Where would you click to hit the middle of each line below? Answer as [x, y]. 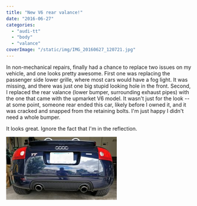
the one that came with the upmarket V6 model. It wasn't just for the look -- [98, 98]
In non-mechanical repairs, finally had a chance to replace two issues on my [99, 67]
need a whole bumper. [33, 117]
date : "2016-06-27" [30, 19]
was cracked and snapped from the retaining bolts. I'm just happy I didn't [95, 111]
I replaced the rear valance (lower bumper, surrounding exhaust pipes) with [98, 92]
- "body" [22, 37]
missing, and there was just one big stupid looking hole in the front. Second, [98, 86]
